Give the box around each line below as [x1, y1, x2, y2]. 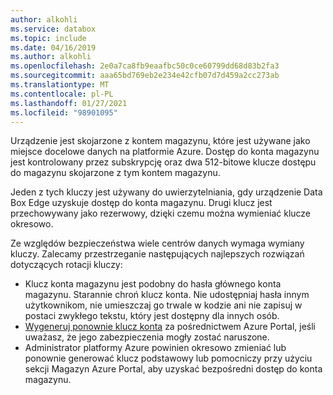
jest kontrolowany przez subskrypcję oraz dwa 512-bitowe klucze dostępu [10, 156, 317, 168]
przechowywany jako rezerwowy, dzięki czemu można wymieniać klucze [10, 207, 312, 220]
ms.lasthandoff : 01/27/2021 [10, 98, 128, 108]
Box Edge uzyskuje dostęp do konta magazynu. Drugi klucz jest [10, 197, 273, 209]
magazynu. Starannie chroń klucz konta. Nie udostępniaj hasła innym [24, 289, 310, 301]
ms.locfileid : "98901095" [10, 107, 118, 118]
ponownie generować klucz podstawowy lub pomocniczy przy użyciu [24, 352, 313, 365]
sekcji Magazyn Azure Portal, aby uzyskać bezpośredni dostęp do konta [24, 363, 323, 375]
